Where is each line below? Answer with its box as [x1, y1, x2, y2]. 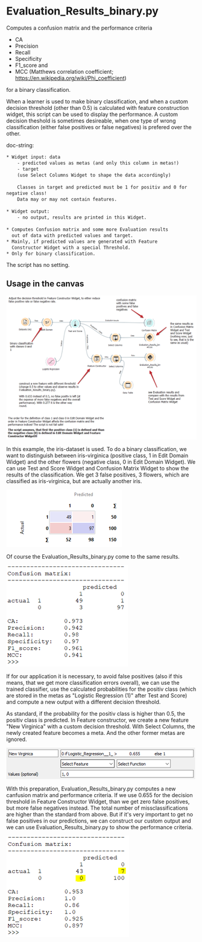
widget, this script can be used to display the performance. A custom [6, 111, 178, 118]
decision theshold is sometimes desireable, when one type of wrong [6, 117, 176, 124]
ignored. [6, 735, 27, 743]
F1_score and [14, 62, 48, 69]
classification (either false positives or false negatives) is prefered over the [6, 123, 192, 130]
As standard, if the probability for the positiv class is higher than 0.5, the [6, 710, 186, 717]
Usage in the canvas [6, 279, 84, 289]
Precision [14, 42, 39, 50]
